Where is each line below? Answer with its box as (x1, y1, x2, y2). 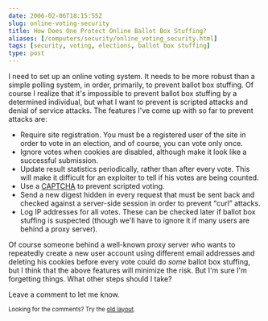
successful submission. (19, 156, 98, 165)
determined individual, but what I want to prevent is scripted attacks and (8, 98, 248, 106)
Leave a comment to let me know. (8, 290, 120, 299)
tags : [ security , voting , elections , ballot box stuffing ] (8, 42, 211, 50)
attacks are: (8, 115, 48, 123)
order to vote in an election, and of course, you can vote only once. (19, 139, 243, 148)
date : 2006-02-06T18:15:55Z (8, 11, 103, 20)
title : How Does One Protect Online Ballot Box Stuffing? (8, 27, 207, 35)
